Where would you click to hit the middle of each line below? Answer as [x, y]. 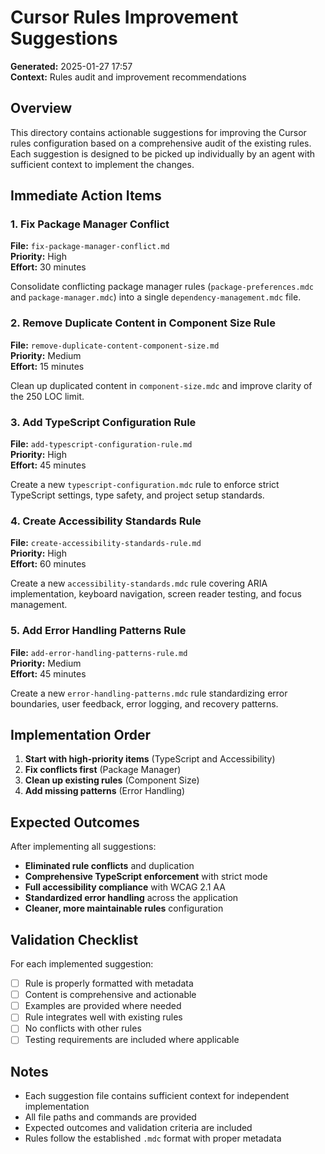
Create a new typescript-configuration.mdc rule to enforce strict [145, 485]
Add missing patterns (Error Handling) [105, 791]
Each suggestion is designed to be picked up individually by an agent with [162, 153]
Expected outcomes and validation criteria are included [138, 1128]
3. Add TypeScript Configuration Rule [103, 422]
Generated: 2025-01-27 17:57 [71, 66]
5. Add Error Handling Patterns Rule [98, 631]
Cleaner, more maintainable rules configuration [124, 908]
